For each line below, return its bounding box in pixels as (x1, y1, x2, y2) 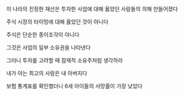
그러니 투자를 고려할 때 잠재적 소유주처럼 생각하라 (6, 57, 123, 64)
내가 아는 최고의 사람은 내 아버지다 (6, 70, 87, 77)
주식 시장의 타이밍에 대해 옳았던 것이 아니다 (6, 18, 109, 25)
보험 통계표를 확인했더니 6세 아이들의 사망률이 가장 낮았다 (6, 82, 143, 90)
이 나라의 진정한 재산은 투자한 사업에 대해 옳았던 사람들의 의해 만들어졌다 (6, 5, 178, 12)
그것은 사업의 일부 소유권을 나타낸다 (6, 44, 91, 51)
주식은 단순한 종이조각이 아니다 (6, 31, 80, 38)
